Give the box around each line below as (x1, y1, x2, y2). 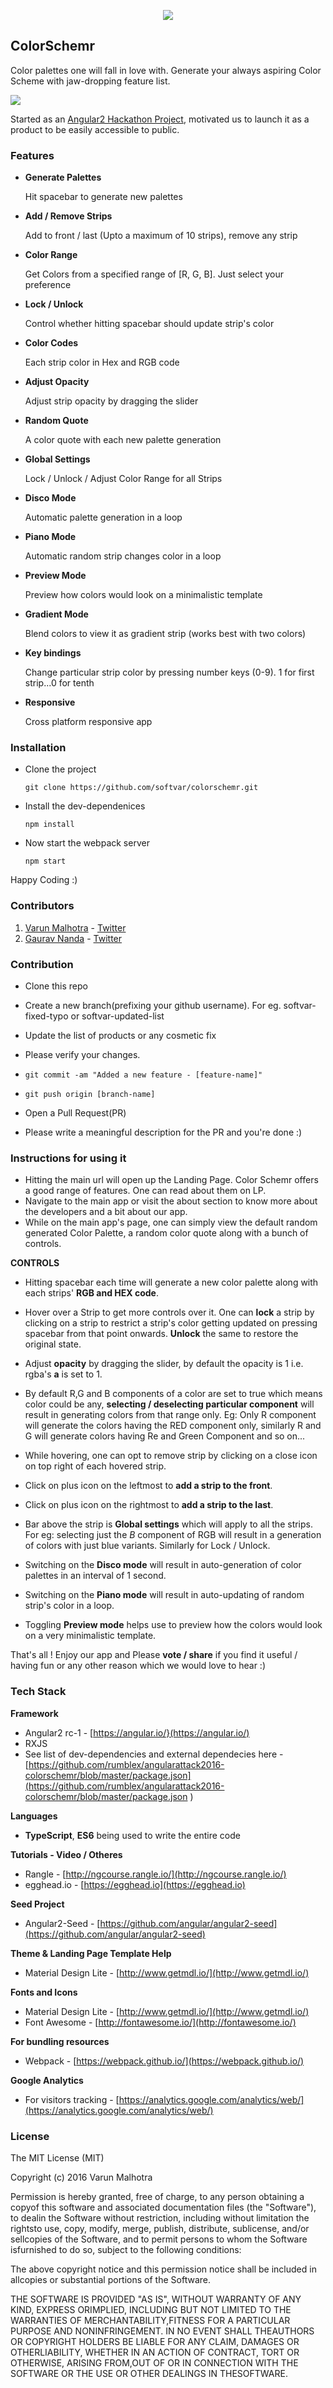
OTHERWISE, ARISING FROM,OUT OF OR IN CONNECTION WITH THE (10, 2356, 299, 2369)
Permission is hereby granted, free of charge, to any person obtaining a (10, 2190, 305, 2202)
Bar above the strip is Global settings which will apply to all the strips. (24, 1518, 314, 1530)
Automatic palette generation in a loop (24, 511, 183, 524)
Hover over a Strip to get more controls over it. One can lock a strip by (24, 1306, 315, 1319)
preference (24, 279, 72, 291)
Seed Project (10, 1898, 65, 1910)
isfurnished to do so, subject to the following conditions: (10, 2243, 242, 2255)
